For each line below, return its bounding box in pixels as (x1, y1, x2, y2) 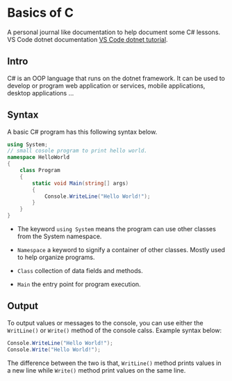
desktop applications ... (7, 88, 74, 97)
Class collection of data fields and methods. (17, 267, 144, 275)
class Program (19, 167, 60, 174)
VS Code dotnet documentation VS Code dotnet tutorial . (7, 35, 168, 43)
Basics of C (7, 5, 74, 21)
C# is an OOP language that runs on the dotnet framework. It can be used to (7, 74, 226, 82)
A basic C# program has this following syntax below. (7, 127, 158, 136)
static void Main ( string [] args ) (32, 180, 129, 187)
